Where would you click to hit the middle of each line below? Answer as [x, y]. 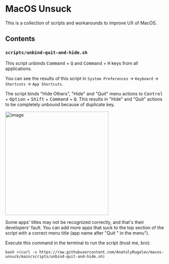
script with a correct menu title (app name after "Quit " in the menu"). [77, 233]
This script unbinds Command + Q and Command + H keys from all [72, 63]
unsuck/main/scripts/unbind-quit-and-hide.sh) [55, 256]
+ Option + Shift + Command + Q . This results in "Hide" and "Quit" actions [84, 99]
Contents [20, 39]
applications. [18, 69]
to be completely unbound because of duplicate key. [60, 104]
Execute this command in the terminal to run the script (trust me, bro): [78, 243]
